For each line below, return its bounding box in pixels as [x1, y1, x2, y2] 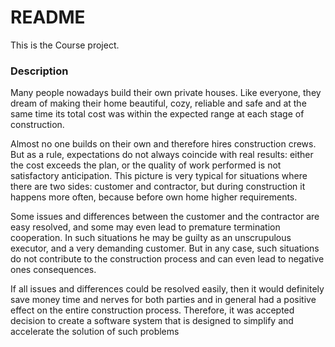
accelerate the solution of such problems [10, 326, 180, 338]
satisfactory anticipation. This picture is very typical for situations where [10, 170, 308, 182]
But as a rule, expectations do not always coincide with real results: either [10, 149, 314, 161]
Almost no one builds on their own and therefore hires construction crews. [10, 138, 317, 150]
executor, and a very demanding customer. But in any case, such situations [10, 242, 320, 255]
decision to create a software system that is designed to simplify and [10, 315, 294, 327]
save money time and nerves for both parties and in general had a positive [10, 294, 317, 306]
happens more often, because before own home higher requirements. [10, 191, 298, 203]
